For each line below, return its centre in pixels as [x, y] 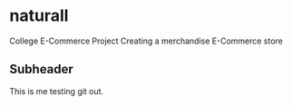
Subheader [42, 69]
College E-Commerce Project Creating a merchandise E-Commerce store [146, 41]
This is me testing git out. [57, 91]
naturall [39, 16]
